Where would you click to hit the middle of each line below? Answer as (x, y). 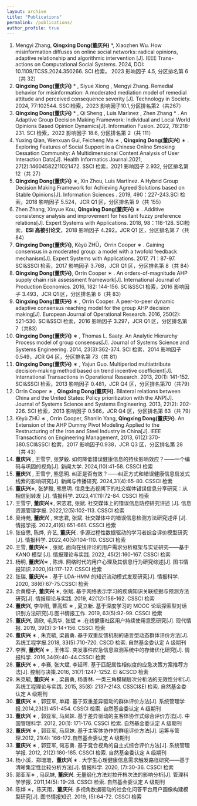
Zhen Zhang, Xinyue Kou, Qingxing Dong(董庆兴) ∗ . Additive (90, 210)
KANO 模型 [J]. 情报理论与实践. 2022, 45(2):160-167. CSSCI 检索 (93, 555)
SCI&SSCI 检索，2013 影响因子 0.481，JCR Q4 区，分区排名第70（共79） (104, 384)
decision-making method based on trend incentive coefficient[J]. (94, 371)
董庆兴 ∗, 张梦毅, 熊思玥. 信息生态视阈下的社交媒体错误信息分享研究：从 (101, 488)
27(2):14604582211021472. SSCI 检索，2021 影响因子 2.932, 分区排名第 (102, 166)
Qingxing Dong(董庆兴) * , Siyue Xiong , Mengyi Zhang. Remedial (94, 86)
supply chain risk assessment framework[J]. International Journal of (98, 280)
